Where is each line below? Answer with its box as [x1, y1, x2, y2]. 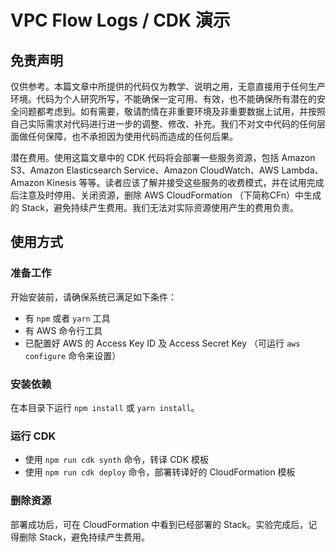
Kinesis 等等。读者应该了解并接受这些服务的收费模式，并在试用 [46, 177, 307, 188]
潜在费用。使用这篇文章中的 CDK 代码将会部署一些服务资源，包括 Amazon [10, 152, 316, 163]
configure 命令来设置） [24, 349, 122, 361]
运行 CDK [10, 429, 57, 443]
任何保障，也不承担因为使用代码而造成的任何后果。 [27, 131, 238, 142]
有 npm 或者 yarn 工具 [24, 312, 111, 324]
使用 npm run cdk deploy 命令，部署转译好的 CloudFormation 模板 [24, 466, 296, 478]
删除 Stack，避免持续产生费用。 [18, 531, 151, 543]
